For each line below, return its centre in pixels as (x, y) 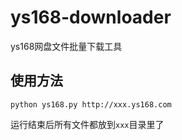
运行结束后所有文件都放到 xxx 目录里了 (87, 124)
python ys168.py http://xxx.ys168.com (91, 104)
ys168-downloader (91, 17)
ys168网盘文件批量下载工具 (66, 46)
